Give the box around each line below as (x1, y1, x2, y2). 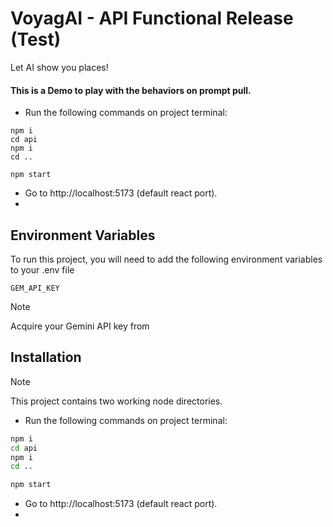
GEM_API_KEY (10, 283, 60, 293)
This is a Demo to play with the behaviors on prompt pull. (10, 84, 252, 96)
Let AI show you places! (10, 61, 109, 73)
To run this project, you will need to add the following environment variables (10, 253, 323, 265)
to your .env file (10, 263, 75, 276)
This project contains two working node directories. (10, 395, 223, 407)
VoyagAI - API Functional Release (10, 7, 294, 30)
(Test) (10, 28, 62, 51)
